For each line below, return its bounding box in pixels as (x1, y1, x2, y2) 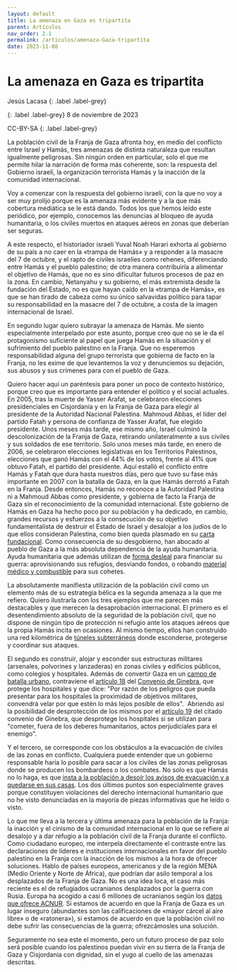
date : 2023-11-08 (7, 43, 59, 50)
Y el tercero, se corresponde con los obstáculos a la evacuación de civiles (7, 743, 224, 751)
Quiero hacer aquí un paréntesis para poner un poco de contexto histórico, (7, 379, 225, 388)
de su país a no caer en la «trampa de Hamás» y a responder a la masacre (7, 248, 224, 256)
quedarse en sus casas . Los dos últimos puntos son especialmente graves (7, 780, 224, 789)
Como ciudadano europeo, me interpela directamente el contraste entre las (7, 839, 226, 847)
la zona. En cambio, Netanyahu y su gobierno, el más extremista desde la (7, 277, 221, 286)
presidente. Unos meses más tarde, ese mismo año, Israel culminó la (7, 425, 207, 433)
